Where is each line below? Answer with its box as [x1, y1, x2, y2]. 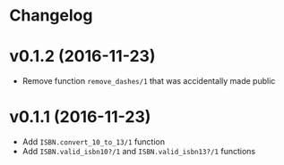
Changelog [9, 5, 93, 26]
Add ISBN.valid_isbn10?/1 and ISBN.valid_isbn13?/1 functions [22, 146, 256, 157]
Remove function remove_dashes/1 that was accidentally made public [22, 76, 276, 87]
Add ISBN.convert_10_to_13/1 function [22, 136, 166, 147]
